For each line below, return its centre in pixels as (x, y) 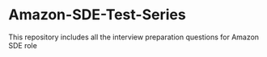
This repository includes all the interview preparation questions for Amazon (134, 37)
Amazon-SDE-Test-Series (97, 15)
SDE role (23, 45)
